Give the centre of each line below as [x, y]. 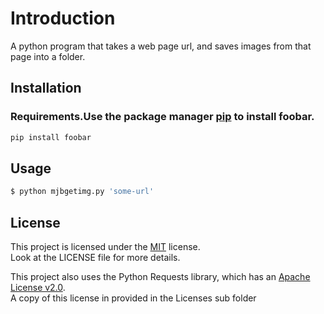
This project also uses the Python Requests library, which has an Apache [160, 276]
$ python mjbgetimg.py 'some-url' [82, 192]
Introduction [63, 18]
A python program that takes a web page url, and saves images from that [161, 46]
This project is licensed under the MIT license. [105, 246]
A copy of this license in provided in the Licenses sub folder [133, 298]
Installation [46, 88]
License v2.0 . [38, 287]
